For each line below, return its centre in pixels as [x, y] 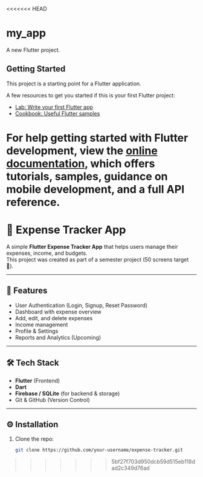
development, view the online [82, 150]
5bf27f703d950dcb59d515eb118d [153, 462]
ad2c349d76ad [130, 468]
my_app [26, 33]
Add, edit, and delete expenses [54, 318]
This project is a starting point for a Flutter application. [74, 84]
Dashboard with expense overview [58, 312]
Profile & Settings [37, 331]
